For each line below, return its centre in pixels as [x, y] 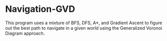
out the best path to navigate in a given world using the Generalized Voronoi [84, 28]
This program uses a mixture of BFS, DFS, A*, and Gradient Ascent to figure [84, 23]
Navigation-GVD [40, 9]
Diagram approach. [25, 33]
